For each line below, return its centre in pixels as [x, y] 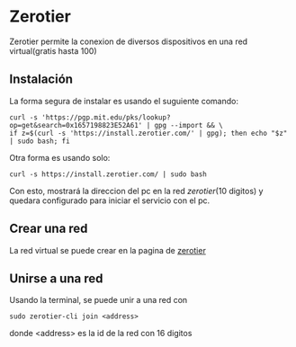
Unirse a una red [56, 278]
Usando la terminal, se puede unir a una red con [99, 300]
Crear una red [49, 229]
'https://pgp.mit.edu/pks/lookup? [106, 117]
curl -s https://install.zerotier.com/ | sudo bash [108, 174]
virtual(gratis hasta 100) [53, 50]
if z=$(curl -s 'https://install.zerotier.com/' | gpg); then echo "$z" [148, 133]
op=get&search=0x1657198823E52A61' [76, 125]
